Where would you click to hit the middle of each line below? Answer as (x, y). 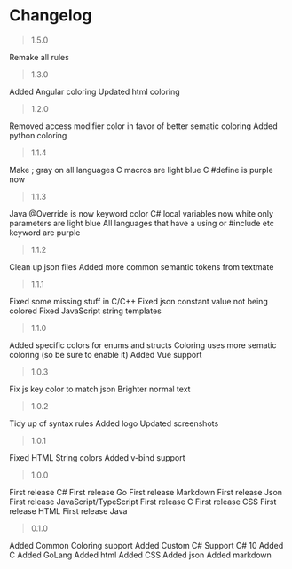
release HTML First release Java (68, 510)
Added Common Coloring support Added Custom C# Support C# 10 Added (146, 545)
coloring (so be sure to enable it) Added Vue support (106, 354)
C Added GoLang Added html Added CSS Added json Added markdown (141, 555)
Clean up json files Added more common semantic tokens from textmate (142, 266)
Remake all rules (39, 57)
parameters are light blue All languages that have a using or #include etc (142, 223)
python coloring (38, 135)
